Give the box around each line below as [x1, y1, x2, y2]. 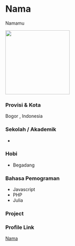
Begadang [12, 162, 35, 168]
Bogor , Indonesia [5, 113, 43, 119]
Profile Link [5, 223, 34, 231]
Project [5, 210, 24, 217]
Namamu [5, 20, 25, 26]
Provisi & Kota [5, 101, 41, 108]
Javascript [12, 187, 35, 193]
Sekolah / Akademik [5, 126, 57, 133]
